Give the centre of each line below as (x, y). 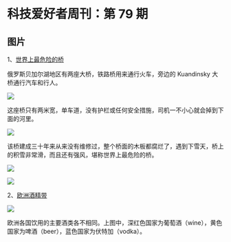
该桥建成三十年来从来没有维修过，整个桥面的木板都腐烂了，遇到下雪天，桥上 (115, 146)
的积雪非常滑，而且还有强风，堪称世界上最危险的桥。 (82, 155)
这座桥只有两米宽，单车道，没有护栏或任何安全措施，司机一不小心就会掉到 (112, 110)
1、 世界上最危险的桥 (35, 59)
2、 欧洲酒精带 (27, 195)
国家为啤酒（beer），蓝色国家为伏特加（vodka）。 (77, 231)
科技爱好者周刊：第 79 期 (78, 14)
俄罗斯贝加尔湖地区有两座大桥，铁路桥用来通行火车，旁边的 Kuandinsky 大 (113, 74)
